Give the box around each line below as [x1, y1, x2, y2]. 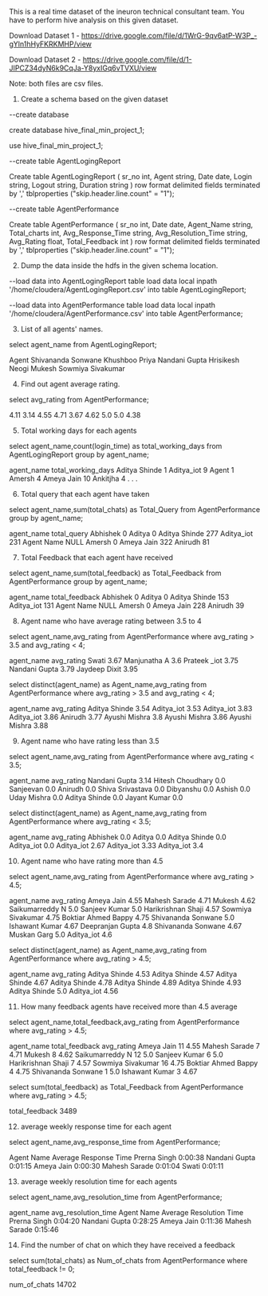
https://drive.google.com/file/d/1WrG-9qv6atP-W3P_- [81, 31, 258, 40]
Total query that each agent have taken [20, 490, 150, 498]
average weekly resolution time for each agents [20, 1177, 178, 1186]
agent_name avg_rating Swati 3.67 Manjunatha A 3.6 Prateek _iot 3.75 [9, 656, 238, 665]
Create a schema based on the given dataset [20, 94, 168, 103]
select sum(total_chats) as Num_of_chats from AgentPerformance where [9, 1256, 248, 1265]
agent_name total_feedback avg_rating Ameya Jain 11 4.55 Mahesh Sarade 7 [9, 1042, 260, 1050]
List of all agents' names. [20, 324, 103, 334]
